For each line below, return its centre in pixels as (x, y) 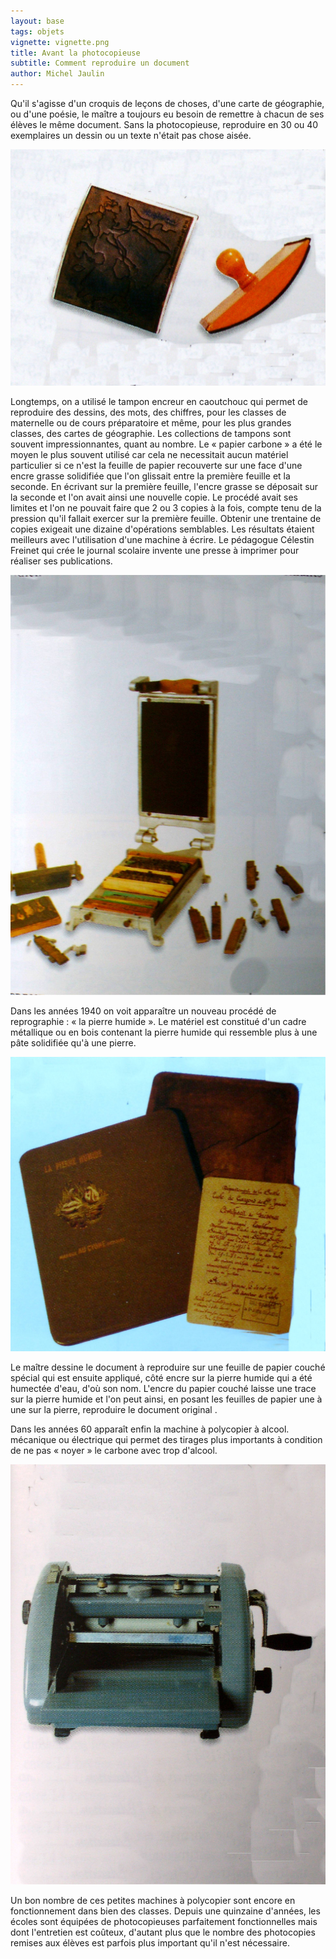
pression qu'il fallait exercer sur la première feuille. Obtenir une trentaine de (166, 518)
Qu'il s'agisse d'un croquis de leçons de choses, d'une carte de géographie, (167, 103)
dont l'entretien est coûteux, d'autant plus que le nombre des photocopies (163, 1932)
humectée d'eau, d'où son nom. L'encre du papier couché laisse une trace (163, 1389)
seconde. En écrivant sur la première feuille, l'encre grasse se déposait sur (164, 486)
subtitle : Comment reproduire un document (100, 63)
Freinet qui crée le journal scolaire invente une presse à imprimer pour (155, 550)
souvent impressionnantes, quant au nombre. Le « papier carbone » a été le (166, 444)
